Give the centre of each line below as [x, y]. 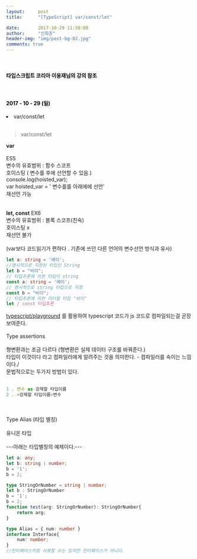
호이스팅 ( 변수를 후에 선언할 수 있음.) [49, 173]
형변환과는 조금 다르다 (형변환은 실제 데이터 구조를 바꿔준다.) [76, 350]
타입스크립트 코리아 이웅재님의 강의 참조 [52, 75]
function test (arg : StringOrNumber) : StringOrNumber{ [74, 507]
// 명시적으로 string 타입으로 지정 [44, 287]
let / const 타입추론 [30, 304]
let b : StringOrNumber [35, 491]
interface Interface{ [33, 534]
